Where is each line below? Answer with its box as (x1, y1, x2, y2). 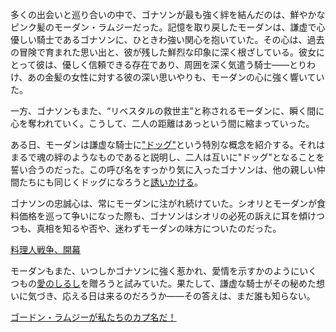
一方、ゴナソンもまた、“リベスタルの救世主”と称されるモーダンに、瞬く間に (10, 105, 325, 117)
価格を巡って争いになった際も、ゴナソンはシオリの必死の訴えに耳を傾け (18, 210, 317, 222)
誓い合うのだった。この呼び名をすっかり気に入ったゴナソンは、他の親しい (10, 164, 317, 175)
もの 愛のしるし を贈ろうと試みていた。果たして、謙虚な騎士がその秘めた (18, 278, 317, 289)
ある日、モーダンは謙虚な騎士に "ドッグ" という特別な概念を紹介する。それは (10, 139, 326, 150)
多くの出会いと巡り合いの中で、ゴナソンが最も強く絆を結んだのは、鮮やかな (10, 9, 326, 20)
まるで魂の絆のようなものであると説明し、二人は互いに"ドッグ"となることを (10, 151, 325, 163)
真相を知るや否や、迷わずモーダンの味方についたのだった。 (36, 223, 282, 234)
